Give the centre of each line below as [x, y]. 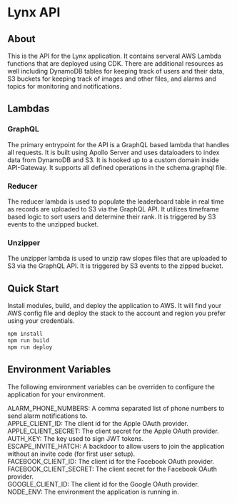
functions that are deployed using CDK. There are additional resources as [115, 64]
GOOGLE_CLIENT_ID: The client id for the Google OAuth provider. [104, 484]
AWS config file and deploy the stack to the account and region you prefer [117, 313]
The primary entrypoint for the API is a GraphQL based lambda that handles [118, 144]
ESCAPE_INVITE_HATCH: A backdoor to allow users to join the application [116, 446]
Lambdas [29, 109]
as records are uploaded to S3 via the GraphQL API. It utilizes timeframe [113, 209]
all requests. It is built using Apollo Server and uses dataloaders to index [114, 152]
